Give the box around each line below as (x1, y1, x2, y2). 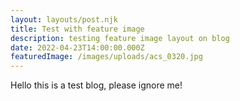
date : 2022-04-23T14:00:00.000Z (10, 42, 145, 53)
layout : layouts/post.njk (10, 14, 118, 25)
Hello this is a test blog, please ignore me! (10, 79, 183, 91)
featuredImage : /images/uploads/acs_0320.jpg (10, 52, 203, 62)
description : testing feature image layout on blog (10, 33, 230, 43)
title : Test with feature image (10, 24, 145, 34)
